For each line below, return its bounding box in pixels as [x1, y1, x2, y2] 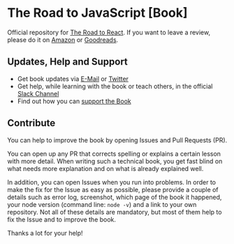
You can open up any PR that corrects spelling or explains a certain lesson [7, 149, 221, 158]
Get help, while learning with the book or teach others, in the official [17, 82, 213, 90]
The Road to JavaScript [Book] [7, 5, 188, 21]
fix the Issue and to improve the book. [7, 215, 117, 224]
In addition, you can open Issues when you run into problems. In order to [7, 177, 217, 187]
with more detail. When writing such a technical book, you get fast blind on [7, 156, 223, 165]
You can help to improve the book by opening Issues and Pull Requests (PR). [7, 135, 228, 144]
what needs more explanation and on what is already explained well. [7, 164, 204, 172]
